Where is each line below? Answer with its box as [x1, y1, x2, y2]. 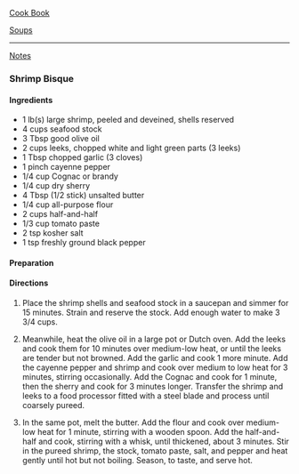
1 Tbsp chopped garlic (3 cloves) [21, 152, 143, 163]
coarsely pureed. [21, 399, 85, 410]
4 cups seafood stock [21, 124, 102, 134]
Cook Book [9, 8, 51, 18]
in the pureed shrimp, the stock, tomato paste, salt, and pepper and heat [21, 445, 288, 456]
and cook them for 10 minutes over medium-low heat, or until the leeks [21, 342, 282, 354]
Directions [9, 277, 49, 288]
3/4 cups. [21, 316, 58, 327]
